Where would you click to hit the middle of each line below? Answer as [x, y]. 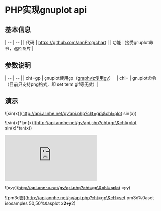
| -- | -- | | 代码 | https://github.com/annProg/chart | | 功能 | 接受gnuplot [77, 42]
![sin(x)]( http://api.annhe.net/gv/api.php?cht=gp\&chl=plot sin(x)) [71, 113]
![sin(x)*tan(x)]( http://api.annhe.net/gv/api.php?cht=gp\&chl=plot [71, 122]
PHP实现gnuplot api [46, 10]
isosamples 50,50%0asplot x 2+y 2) [40, 203]
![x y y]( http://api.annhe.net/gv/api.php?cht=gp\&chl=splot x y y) [68, 188]
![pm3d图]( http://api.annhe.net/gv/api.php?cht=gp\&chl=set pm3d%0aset [80, 198]
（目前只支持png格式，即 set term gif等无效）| [52, 84]
